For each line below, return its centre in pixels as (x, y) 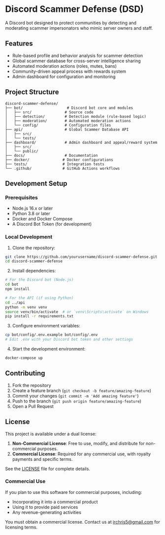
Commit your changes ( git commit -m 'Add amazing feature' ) (75, 396)
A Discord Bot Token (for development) (52, 224)
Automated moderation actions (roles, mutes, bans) (65, 66)
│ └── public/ (22, 151)
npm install (17, 289)
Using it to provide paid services (45, 507)
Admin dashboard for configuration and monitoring (64, 76)
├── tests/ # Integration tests (55, 164)
